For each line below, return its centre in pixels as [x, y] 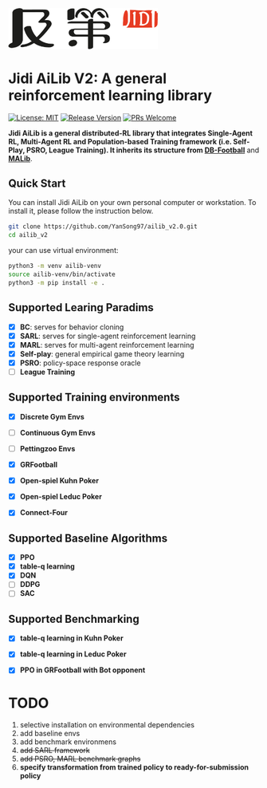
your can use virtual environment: [63, 250]
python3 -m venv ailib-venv [55, 266]
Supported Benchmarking [74, 619]
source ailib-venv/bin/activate [62, 274]
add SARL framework [55, 751]
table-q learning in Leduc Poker [73, 654]
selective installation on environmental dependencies [107, 725]
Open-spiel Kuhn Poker [59, 481]
